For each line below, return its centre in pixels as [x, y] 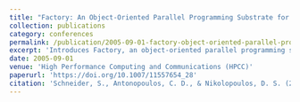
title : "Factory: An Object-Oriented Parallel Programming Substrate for [150, 17]
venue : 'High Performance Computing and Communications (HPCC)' [131, 67]
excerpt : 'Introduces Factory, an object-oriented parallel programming [147, 51]
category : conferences [51, 34]
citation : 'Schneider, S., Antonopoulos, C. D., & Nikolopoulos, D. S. [145, 83]
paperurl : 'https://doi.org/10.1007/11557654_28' [104, 75]
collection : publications [57, 26]
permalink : [29, 42]
